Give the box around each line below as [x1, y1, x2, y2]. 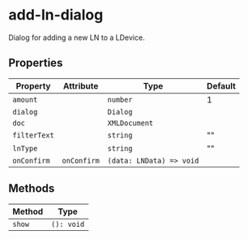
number [107, 95, 133, 104]
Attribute [63, 80, 99, 91]
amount [12, 95, 38, 104]
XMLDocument [107, 118, 154, 128]
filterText [12, 130, 54, 140]
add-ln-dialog [8, 6, 104, 24]
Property [15, 80, 51, 91]
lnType [12, 144, 38, 153]
